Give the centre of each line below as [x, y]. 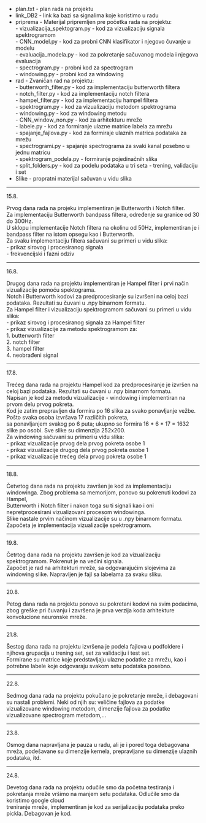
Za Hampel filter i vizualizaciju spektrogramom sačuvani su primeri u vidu [99, 309]
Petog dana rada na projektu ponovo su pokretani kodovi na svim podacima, [102, 604]
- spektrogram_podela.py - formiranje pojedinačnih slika [86, 159]
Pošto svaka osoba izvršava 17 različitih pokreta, [67, 417]
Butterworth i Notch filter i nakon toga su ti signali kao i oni [80, 505]
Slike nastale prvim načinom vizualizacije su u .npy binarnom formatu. [94, 519]
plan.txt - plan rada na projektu [54, 9]
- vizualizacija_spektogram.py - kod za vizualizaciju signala [90, 28]
